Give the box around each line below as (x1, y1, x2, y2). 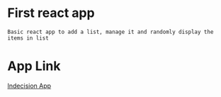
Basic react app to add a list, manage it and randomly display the (7, 28, 214, 35)
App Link (7, 58, 61, 74)
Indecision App (7, 81, 52, 90)
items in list (7, 34, 50, 42)
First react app (7, 5, 95, 21)
